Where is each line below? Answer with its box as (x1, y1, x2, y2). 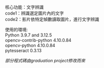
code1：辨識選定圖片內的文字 (5, 10, 64, 16)
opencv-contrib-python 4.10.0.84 (5, 37, 72, 43)
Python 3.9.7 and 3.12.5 (5, 32, 52, 38)
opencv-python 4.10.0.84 (5, 43, 55, 48)
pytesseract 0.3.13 (5, 48, 42, 53)
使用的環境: (5, 27, 28, 33)
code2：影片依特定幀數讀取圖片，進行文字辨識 (5, 17, 99, 22)
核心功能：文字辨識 (5, 4, 44, 10)
